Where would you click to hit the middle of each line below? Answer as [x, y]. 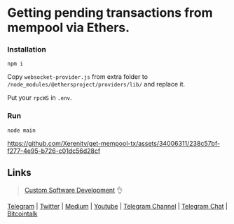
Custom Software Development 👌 [74, 190]
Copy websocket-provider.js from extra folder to [78, 77]
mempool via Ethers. [69, 28]
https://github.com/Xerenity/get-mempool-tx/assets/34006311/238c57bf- [114, 143]
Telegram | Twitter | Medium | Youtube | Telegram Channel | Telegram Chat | [117, 206]
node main [22, 130]
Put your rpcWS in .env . [40, 98]
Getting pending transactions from [110, 13]
